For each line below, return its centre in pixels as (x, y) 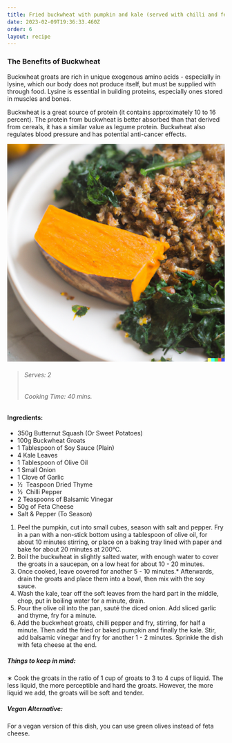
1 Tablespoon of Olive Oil (52, 462)
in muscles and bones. (39, 98)
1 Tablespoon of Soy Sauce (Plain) (66, 448)
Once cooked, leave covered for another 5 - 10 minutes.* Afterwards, (115, 571)
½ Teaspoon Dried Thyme (55, 485)
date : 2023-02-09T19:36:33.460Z (54, 22)
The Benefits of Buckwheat (54, 62)
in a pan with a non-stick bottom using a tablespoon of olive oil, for (112, 534)
